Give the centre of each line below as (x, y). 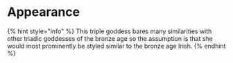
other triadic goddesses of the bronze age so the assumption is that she (110, 38)
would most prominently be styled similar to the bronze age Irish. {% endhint (116, 46)
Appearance (44, 12)
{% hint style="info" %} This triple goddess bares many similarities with (110, 31)
